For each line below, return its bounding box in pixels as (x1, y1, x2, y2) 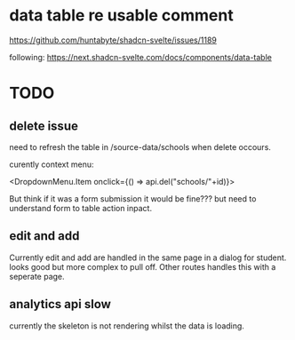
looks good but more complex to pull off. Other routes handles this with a (9, 261, 276, 272)
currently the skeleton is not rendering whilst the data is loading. (9, 320, 244, 331)
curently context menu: (9, 159, 94, 170)
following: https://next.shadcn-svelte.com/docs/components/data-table (9, 51, 273, 62)
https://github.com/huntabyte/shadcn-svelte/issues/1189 (9, 35, 218, 45)
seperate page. (9, 271, 65, 281)
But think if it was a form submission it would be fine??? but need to (9, 193, 257, 204)
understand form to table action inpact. (9, 202, 153, 213)
